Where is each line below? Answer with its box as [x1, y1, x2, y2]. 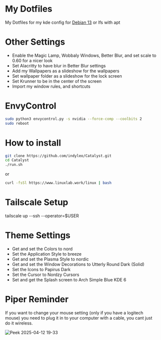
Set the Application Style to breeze [12, 251, 82, 257]
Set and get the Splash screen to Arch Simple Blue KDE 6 [12, 276, 127, 282]
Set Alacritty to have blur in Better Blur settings [12, 63, 106, 68]
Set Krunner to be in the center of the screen [12, 78, 102, 84]
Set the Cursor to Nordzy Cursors [12, 272, 80, 277]
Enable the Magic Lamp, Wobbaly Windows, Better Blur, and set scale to [12, 52, 157, 58]
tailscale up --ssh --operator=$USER [5, 212, 79, 219]
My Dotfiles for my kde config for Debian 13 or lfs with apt [5, 19, 120, 25]
